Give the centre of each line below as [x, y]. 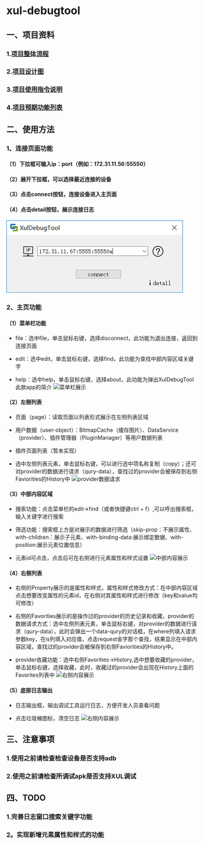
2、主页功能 [24, 307]
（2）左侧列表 [24, 402]
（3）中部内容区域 [30, 494]
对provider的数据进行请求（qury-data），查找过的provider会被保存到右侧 [106, 471]
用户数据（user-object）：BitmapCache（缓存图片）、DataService [97, 430]
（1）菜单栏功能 [27, 323]
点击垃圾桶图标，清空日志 [47, 718]
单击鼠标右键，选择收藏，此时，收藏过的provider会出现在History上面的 [104, 668]
